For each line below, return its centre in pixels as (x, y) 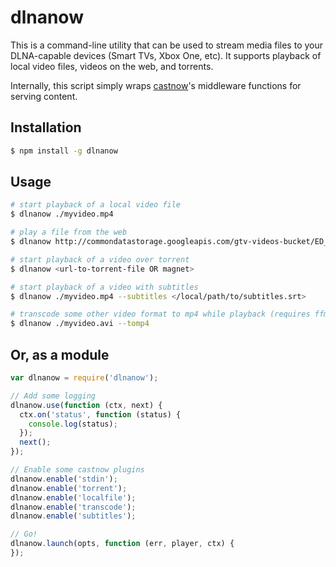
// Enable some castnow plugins (77, 470)
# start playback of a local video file (96, 205)
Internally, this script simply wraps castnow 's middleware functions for (156, 85)
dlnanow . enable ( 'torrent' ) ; (69, 488)
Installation (46, 127)
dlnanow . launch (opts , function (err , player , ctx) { (122, 544)
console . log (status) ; (73, 424)
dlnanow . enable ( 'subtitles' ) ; (73, 516)
